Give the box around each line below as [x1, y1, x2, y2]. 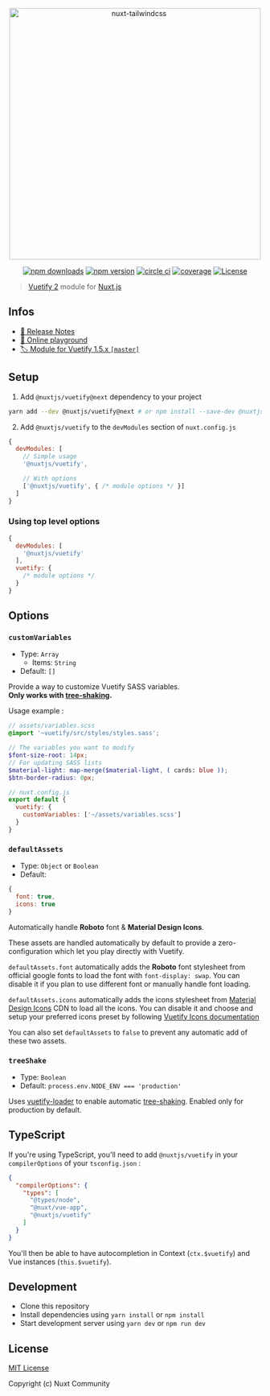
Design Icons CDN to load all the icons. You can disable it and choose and [8, 1003, 253, 1013]
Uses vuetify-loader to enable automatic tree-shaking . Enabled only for [8, 1096, 243, 1106]
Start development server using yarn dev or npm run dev [19, 1319, 207, 1328]
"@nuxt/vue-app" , [29, 1204, 88, 1212]
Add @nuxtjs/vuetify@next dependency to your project [19, 391, 202, 402]
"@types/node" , [29, 1196, 81, 1204]
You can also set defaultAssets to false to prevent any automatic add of [8, 1027, 247, 1037]
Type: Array [19, 649, 59, 659]
